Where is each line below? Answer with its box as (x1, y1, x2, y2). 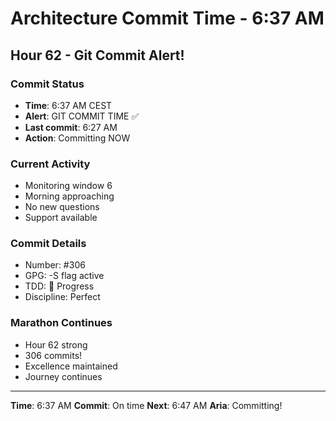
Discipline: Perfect (24, 291, 101, 303)
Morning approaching (24, 190, 115, 202)
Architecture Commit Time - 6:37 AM (10, 7, 325, 30)
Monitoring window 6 (24, 180, 113, 192)
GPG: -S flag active (24, 270, 105, 282)
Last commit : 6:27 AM (24, 121, 118, 133)
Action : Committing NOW (24, 132, 131, 144)
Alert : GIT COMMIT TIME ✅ (24, 110, 140, 122)
